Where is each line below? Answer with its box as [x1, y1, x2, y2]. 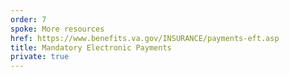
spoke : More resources [10, 24, 105, 34]
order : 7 [10, 14, 47, 25]
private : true [10, 52, 70, 62]
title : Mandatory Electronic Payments [10, 42, 172, 53]
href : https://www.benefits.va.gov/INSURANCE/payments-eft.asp [10, 33, 280, 43]
